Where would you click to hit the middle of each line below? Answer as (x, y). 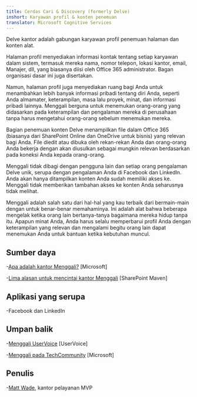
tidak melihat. (22, 191)
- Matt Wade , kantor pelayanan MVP (49, 388)
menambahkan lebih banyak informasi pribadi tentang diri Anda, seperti (93, 93)
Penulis (20, 374)
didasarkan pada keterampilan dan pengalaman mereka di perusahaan (91, 112)
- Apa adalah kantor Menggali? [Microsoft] (57, 267)
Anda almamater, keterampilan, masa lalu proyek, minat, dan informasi (91, 100)
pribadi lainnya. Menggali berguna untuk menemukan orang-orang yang (93, 106)
